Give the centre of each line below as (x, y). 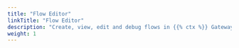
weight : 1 (22, 34)
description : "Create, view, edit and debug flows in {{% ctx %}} (108, 27)
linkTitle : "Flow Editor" (46, 20)
